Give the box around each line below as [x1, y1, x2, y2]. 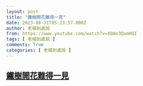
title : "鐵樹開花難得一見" [6, 14, 66, 20]
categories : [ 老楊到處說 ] [6, 47, 71, 53]
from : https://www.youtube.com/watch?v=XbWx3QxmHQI [6, 31, 137, 37]
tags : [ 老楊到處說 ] [6, 36, 55, 42]
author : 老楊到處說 [6, 25, 50, 31]
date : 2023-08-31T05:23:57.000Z [6, 20, 86, 26]
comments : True [6, 42, 44, 48]
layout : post [6, 8, 39, 15]
